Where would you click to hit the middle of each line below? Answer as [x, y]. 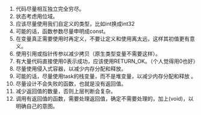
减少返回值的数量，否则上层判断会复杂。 [66, 91]
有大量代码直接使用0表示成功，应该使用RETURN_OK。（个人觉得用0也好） [107, 61]
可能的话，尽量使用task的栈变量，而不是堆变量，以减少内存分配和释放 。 [106, 76]
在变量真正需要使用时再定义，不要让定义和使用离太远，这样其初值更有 [103, 39]
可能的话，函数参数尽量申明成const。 [62, 31]
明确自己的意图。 [37, 106]
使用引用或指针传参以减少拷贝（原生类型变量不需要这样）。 [88, 54]
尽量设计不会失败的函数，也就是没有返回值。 [71, 84]
